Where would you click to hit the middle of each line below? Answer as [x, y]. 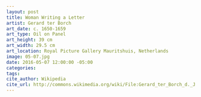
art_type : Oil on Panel [36, 34]
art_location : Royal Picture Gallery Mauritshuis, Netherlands [88, 51]
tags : [13, 74]
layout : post [23, 12]
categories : [21, 68]
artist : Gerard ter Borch [39, 23]
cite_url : [19, 85]
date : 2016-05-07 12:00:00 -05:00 [50, 62]
